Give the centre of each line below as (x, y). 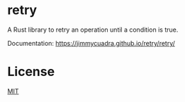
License (31, 72)
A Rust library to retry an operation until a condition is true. (93, 30)
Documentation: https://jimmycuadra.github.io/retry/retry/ (91, 43)
